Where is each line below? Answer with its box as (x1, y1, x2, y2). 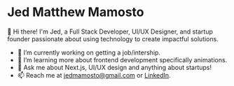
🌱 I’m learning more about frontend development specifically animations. (17, 55, 228, 64)
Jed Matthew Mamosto (7, 4, 145, 20)
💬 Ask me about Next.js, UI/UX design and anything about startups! (17, 63, 212, 71)
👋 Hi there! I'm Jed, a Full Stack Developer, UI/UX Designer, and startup (7, 27, 214, 36)
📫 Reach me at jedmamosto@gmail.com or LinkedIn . (17, 71, 171, 79)
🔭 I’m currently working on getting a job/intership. (17, 48, 161, 57)
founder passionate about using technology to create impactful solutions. (7, 34, 219, 43)
